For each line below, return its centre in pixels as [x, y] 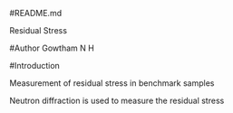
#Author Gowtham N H [52, 48]
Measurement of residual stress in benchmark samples [112, 83]
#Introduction [35, 66]
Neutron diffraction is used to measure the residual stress [117, 100]
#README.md [35, 13]
